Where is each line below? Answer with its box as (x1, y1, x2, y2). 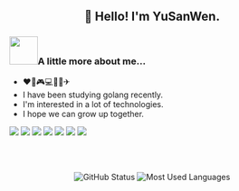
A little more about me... (37, 55, 147, 68)
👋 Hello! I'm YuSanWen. (84, 9, 220, 24)
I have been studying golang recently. (22, 89, 164, 100)
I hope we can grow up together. (22, 108, 145, 119)
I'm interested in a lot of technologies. (22, 98, 165, 109)
